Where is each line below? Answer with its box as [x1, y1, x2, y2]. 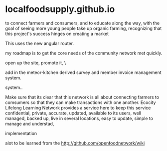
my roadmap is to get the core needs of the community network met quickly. [5, 50, 163, 56]
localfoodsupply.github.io [5, 3, 115, 15]
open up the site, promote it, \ [5, 59, 66, 65]
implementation [5, 130, 37, 136]
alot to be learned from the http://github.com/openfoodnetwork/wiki [5, 140, 145, 146]
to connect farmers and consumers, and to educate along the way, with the [5, 20, 160, 26]
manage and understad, [5, 120, 54, 126]
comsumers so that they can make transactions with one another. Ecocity [5, 99, 156, 105]
